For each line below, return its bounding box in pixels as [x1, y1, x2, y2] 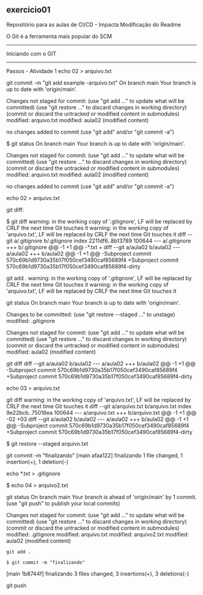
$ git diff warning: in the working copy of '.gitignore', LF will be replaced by [6, 218, 193, 225]
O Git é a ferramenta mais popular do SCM [6, 33, 112, 40]
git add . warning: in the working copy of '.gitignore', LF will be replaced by [6, 275, 192, 282]
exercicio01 [6, 5, 51, 15]
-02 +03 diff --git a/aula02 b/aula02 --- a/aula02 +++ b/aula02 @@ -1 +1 [6, 415, 189, 423]
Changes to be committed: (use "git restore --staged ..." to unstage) [6, 311, 175, 318]
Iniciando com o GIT [6, 50, 57, 57]
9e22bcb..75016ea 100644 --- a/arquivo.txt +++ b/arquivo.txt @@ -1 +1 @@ [6, 409, 197, 416]
